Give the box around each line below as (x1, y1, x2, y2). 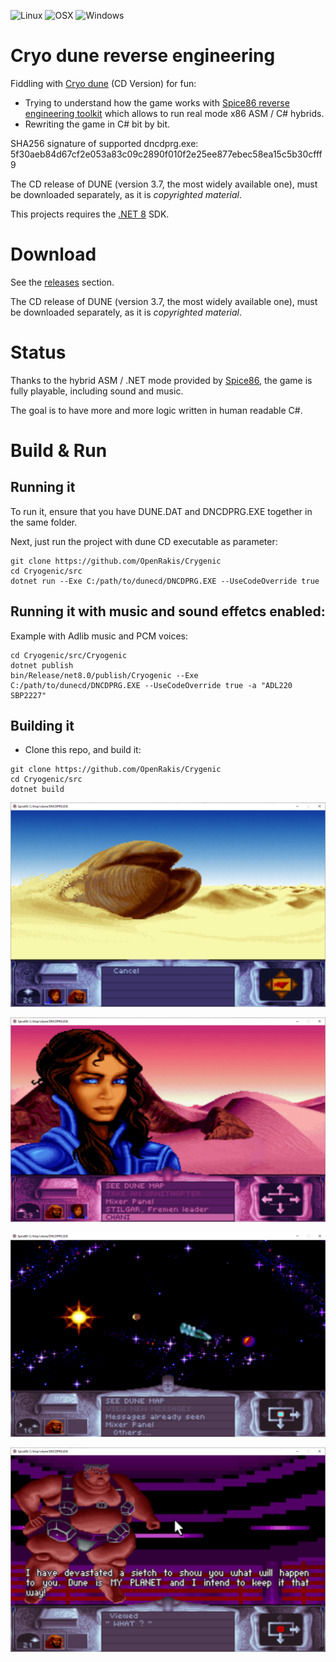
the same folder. (10, 516, 78, 528)
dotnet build (10, 785, 65, 795)
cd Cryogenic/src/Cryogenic (10, 650, 128, 660)
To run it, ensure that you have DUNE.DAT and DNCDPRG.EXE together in (10, 505, 313, 517)
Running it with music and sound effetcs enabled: (10, 603, 326, 620)
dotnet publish (10, 660, 74, 670)
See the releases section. (10, 276, 115, 288)
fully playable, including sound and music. (10, 385, 184, 397)
